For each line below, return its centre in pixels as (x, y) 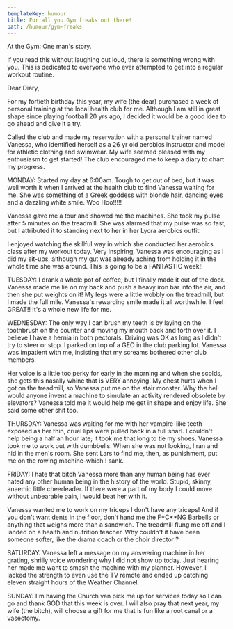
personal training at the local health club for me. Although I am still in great (114, 109)
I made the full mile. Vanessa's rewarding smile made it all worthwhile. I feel (115, 302)
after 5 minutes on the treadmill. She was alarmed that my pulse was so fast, (116, 223)
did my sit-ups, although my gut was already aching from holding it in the (112, 259)
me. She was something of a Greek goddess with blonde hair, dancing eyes (115, 195)
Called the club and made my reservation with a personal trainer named (110, 137)
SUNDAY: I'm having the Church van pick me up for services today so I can (115, 596)
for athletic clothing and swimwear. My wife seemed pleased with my (106, 152)
